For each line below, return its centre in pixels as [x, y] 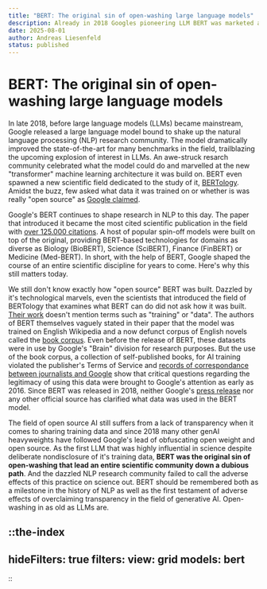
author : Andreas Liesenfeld [55, 38]
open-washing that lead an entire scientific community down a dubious [128, 465]
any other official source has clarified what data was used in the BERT [123, 399]
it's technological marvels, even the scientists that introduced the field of [128, 298]
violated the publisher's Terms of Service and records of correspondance [128, 366]
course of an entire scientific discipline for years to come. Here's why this [129, 265]
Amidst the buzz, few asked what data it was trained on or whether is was [129, 191]
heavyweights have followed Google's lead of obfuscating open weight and [132, 440]
